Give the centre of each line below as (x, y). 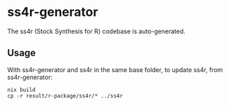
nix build (22, 90)
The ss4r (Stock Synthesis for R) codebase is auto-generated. (97, 31)
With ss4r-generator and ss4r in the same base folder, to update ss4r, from (115, 69)
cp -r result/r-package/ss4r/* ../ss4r (65, 96)
